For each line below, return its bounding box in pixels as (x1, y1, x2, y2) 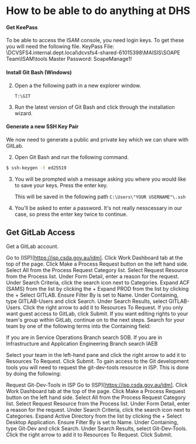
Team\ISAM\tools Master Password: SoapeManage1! (6, 56, 132, 63)
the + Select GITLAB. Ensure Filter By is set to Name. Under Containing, (6, 291, 179, 299)
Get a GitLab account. (6, 243, 59, 250)
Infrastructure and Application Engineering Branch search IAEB (6, 340, 158, 347)
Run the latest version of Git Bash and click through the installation (14, 104, 176, 111)
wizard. (14, 109, 33, 116)
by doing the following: (6, 370, 61, 377)
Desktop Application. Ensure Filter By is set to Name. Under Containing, (6, 419, 178, 426)
